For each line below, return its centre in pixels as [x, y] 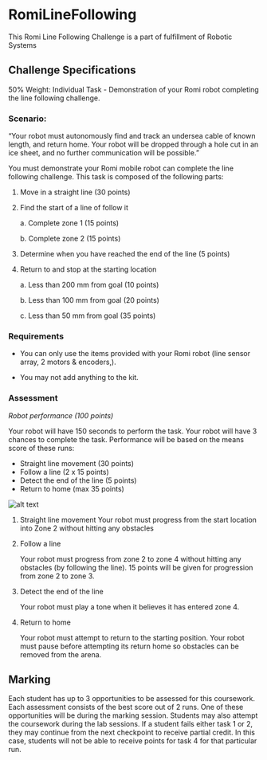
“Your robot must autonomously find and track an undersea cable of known [132, 136]
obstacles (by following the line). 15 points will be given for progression [136, 567]
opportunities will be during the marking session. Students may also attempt [133, 715]
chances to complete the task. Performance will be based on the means [126, 439]
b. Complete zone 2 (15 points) [70, 239]
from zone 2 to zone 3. [57, 576]
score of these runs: [41, 448]
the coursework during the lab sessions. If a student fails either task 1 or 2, [131, 724]
